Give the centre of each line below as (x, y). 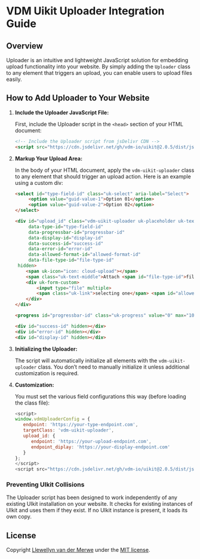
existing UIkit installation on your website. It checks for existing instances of (99, 504)
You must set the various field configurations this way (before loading (100, 396)
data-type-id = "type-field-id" (66, 227)
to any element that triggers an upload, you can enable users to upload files (99, 73)
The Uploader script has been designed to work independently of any (92, 497)
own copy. (19, 517)
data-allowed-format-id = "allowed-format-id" (85, 255)
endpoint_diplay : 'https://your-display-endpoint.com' (101, 447)
